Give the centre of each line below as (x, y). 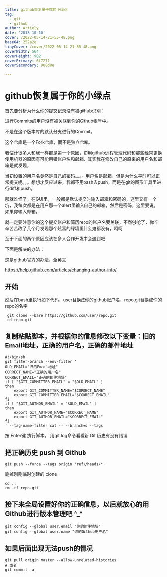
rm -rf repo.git (22, 488)
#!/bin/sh (15, 357)
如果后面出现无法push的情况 (49, 548)
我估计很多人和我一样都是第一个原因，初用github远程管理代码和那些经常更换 (83, 153)
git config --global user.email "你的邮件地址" (53, 526)
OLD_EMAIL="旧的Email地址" (32, 367)
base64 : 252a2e (21, 42)
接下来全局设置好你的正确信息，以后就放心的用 (77, 504)
